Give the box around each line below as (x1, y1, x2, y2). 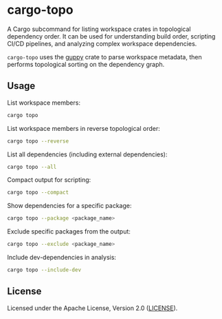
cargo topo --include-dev (7, 267, 81, 274)
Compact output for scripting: (7, 176, 91, 184)
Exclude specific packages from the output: (7, 227, 131, 236)
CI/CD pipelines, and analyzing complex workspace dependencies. (7, 39, 197, 48)
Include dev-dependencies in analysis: (7, 254, 117, 261)
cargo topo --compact (7, 189, 69, 196)
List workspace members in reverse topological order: (7, 124, 160, 132)
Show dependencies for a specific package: (7, 202, 132, 210)
